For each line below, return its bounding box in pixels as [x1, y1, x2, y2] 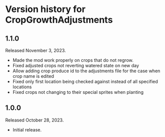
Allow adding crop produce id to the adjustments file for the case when [12, 68, 160, 74]
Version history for [5, 4, 86, 15]
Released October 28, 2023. [5, 117, 64, 123]
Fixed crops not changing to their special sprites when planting [12, 89, 144, 95]
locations [12, 84, 32, 90]
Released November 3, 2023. [5, 48, 66, 53]
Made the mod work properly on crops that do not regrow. [12, 57, 134, 63]
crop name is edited [12, 73, 54, 79]
